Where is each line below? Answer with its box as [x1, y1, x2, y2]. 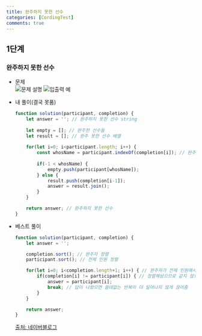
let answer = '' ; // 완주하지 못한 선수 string [26, 116, 137, 122]
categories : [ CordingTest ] [6, 14, 74, 20]
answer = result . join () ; [47, 183, 110, 190]
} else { [37, 172, 59, 178]
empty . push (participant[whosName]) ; [47, 166, 139, 172]
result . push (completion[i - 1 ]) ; [47, 178, 126, 184]
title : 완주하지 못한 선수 [6, 8, 64, 15]
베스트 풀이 [14, 222, 41, 229]
